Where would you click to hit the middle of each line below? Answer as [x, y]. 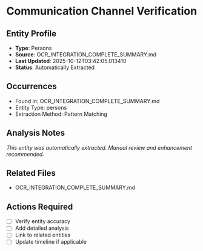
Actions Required [40, 206]
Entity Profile [31, 34]
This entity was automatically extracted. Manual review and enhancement [99, 147]
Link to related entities [43, 235]
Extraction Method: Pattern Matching [61, 114]
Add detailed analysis [42, 228]
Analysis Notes [36, 133]
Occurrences [32, 86]
